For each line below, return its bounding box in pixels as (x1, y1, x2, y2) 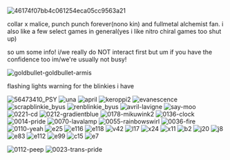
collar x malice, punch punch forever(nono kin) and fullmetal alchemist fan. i (7, 20, 224, 28)
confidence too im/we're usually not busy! (7, 55, 127, 63)
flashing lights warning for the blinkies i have (7, 82, 135, 90)
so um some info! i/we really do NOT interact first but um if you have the (7, 48, 213, 56)
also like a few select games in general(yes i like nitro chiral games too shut (7, 28, 222, 35)
